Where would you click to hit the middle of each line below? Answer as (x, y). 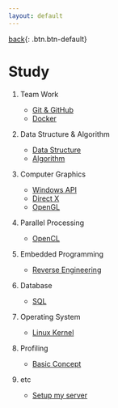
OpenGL (46, 206)
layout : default (36, 16)
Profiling (34, 348)
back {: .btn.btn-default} (48, 39)
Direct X (46, 198)
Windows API (54, 189)
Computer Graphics (53, 174)
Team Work (39, 94)
